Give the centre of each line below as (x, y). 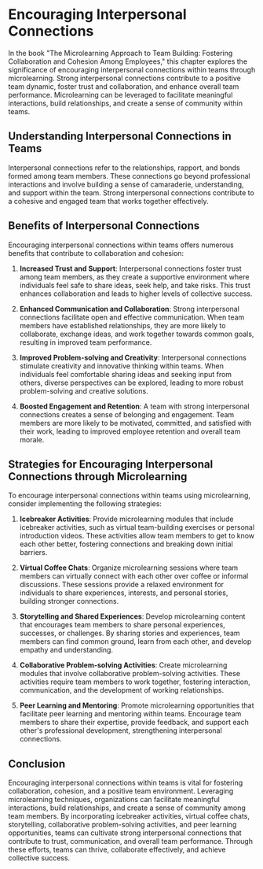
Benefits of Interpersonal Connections (104, 226)
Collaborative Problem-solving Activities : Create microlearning (123, 665)
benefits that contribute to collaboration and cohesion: (96, 253)
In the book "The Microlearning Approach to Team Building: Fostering (121, 53)
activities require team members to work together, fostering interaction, (135, 682)
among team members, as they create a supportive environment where (134, 276)
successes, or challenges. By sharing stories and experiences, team (130, 633)
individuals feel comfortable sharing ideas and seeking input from (126, 374)
